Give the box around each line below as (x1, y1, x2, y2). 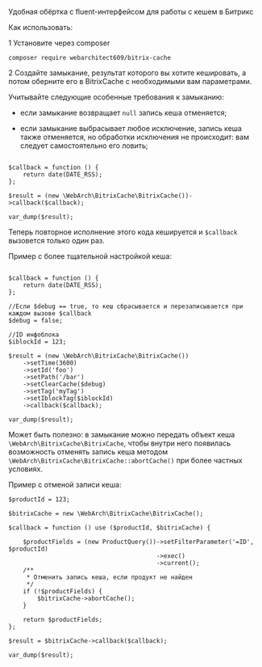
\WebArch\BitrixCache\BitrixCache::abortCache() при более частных (8, 456, 243, 465)
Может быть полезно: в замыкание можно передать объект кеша (8, 430, 235, 439)
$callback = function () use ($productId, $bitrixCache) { (8, 524, 211, 532)
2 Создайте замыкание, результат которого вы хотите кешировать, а (8, 68, 247, 78)
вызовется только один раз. (8, 236, 105, 245)
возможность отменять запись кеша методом (8, 447, 168, 456)
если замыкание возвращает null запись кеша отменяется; (19, 108, 227, 117)
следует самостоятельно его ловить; (19, 141, 148, 150)
